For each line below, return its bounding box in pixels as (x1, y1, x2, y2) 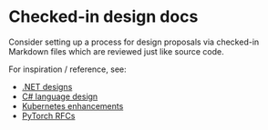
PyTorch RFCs (21, 110, 76, 121)
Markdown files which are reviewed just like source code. (8, 45, 224, 56)
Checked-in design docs (8, 6, 199, 27)
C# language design (21, 91, 98, 102)
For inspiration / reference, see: (8, 64, 127, 75)
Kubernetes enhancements (21, 100, 124, 111)
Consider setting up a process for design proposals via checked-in (8, 36, 260, 47)
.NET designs (21, 81, 73, 92)
